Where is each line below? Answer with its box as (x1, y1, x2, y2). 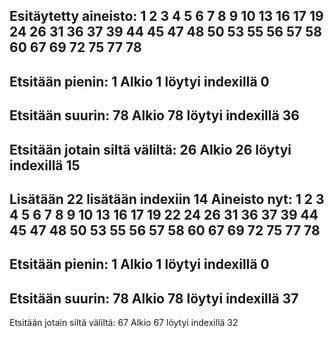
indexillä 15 (9, 157, 81, 174)
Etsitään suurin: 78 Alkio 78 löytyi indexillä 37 (9, 290, 299, 307)
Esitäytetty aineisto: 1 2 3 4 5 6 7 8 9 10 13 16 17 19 (9, 8, 324, 25)
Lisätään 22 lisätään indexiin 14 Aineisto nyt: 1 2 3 (9, 190, 325, 208)
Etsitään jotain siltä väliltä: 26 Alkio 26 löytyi (9, 141, 292, 158)
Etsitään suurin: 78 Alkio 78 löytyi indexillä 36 (9, 107, 300, 124)
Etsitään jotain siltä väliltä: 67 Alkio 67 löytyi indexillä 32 (9, 317, 239, 329)
